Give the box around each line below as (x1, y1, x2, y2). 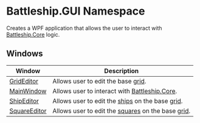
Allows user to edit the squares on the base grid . (52, 107, 191, 115)
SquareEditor (9, 107, 47, 115)
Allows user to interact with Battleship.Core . (52, 86, 178, 95)
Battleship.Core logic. (6, 30, 60, 38)
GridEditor (9, 77, 38, 85)
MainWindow (9, 86, 47, 95)
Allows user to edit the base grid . (52, 77, 147, 85)
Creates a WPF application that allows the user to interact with (6, 24, 162, 32)
